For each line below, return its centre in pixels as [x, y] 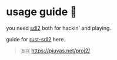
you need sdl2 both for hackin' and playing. [59, 28]
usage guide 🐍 [42, 12]
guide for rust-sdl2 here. [36, 39]
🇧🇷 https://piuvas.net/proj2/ [55, 50]
